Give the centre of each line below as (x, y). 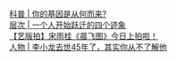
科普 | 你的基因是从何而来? (58, 14)
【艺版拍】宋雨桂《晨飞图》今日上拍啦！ (84, 36)
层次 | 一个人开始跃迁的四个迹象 (68, 25)
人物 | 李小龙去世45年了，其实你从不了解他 (88, 47)
